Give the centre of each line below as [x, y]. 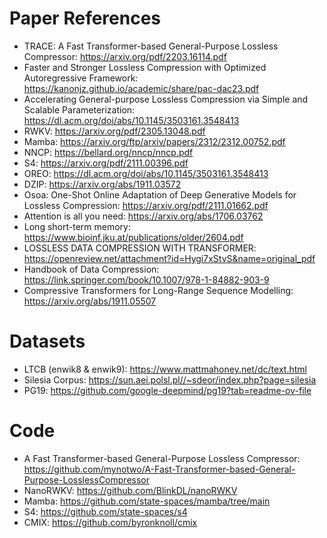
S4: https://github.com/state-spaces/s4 [105, 511]
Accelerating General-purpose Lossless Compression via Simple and [166, 99]
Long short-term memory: [77, 226]
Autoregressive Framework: [81, 78]
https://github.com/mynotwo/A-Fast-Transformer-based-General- [159, 469]
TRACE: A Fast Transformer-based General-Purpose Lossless [151, 46]
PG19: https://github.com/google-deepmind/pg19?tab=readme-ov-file [167, 390]
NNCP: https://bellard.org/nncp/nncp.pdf [108, 152]
